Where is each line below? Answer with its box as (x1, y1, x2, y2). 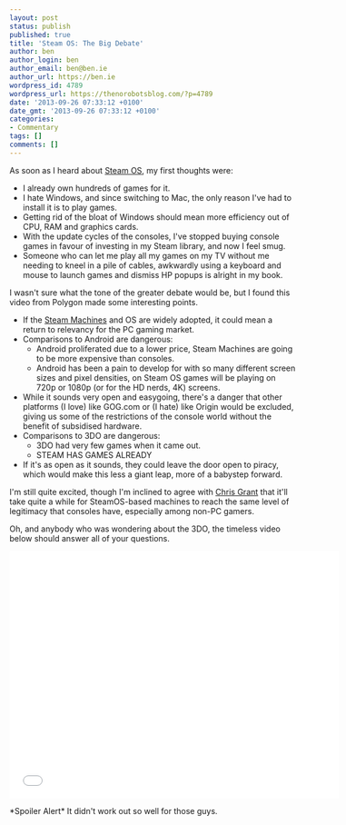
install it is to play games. (22, 202, 118, 213)
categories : (9, 114, 54, 124)
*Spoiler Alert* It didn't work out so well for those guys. (9, 805, 218, 816)
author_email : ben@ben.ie (9, 65, 107, 74)
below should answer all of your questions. (9, 532, 171, 543)
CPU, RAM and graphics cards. (22, 221, 139, 232)
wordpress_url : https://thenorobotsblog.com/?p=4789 (9, 89, 213, 98)
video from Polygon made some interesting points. (9, 296, 198, 307)
